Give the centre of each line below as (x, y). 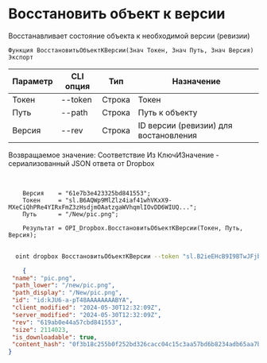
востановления (167, 135)
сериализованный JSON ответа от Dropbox (81, 163)
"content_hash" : (39, 345)
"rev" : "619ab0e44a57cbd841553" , (67, 322)
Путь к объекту (168, 112)
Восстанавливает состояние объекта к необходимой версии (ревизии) (129, 36)
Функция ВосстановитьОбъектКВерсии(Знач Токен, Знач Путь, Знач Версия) (131, 50)
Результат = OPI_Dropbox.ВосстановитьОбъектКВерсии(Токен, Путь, (133, 228)
